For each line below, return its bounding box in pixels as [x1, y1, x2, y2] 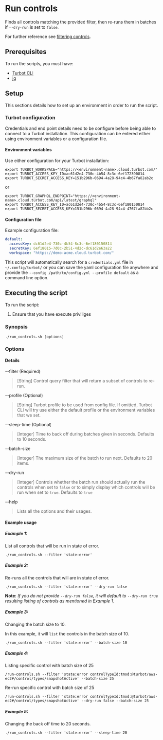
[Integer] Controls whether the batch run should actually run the [17, 479, 145, 485]
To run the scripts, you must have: [5, 60, 73, 66]
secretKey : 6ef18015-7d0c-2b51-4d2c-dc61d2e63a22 [9, 246, 112, 251]
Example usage [5, 519, 37, 525]
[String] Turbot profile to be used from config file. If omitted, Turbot [17, 402, 152, 408]
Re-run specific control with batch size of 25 [5, 685, 94, 691]
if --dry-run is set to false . [5, 24, 59, 30]
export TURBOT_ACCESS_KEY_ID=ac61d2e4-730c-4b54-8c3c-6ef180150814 [5, 202, 145, 207]
